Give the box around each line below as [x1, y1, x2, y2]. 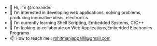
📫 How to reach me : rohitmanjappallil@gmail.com [9, 35, 111, 41]
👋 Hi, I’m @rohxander [9, 5, 52, 10]
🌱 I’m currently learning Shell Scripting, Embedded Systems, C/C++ [9, 20, 144, 25]
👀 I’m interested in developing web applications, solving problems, [9, 10, 142, 15]
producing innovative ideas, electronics [9, 15, 88, 20]
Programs [9, 30, 29, 35]
